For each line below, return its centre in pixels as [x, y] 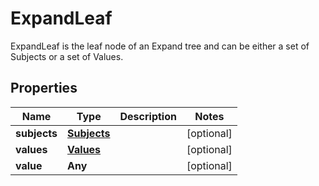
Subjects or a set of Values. [67, 56]
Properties [44, 88]
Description [148, 116]
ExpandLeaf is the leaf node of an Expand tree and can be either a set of [160, 46]
